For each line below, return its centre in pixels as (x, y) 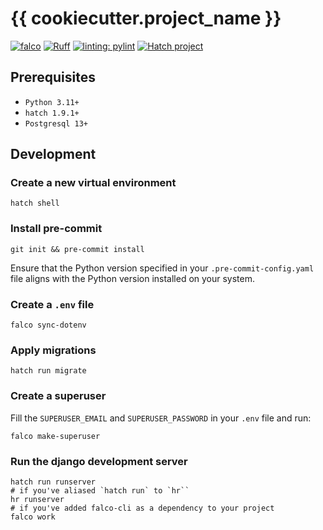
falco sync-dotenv (48, 325)
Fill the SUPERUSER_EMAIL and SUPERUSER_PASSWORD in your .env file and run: (161, 418)
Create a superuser (58, 396)
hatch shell (35, 203)
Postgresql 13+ (56, 123)
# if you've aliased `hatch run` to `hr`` (100, 490)
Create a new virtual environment (93, 183)
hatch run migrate (48, 371)
